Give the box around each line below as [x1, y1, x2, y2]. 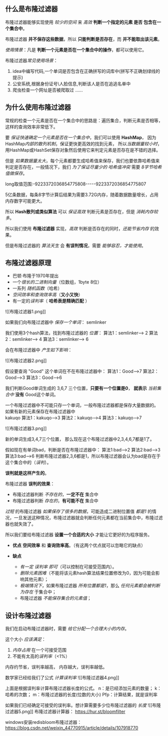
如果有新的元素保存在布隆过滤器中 [5, 409, 75, 415]
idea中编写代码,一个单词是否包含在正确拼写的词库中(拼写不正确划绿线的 [12, 68, 160, 74]
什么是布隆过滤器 [5, 5, 58, 14]
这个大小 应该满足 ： [5, 636, 46, 642]
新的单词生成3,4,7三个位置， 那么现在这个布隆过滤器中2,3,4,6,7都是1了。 [5, 436, 155, 442]
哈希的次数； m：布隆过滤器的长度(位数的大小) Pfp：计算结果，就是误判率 [5, 692, 158, 698]
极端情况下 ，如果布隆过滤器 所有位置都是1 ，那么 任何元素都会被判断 [19, 583, 160, 589]
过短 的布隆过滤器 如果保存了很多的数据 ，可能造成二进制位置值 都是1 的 [5, 508, 152, 514]
